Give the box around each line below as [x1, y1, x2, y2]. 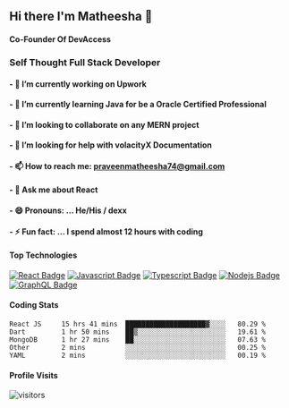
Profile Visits [9, 370, 58, 380]
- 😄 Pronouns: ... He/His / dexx [9, 205, 127, 216]
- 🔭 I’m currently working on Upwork [9, 78, 148, 89]
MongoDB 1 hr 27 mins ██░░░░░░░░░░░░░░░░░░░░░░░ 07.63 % [9, 336, 267, 344]
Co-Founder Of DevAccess [9, 33, 112, 45]
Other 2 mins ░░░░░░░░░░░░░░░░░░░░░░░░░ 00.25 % [9, 344, 267, 353]
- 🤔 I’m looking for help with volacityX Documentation [9, 140, 213, 150]
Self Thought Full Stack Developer [9, 55, 161, 68]
